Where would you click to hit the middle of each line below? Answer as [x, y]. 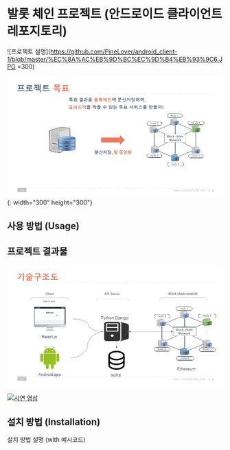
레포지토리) [37, 31]
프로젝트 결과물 [37, 251]
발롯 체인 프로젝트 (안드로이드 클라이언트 [115, 14]
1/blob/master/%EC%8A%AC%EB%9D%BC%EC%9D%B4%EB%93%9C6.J [115, 59]
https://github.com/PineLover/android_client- [114, 51]
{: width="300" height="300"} [50, 202]
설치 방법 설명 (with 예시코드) [46, 439]
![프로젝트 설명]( [29, 51]
